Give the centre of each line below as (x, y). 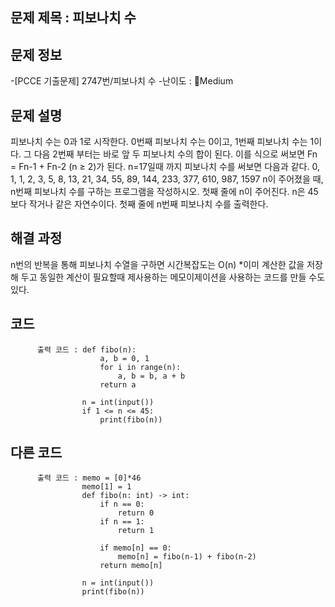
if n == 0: (122, 504)
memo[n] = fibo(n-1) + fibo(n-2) (187, 557)
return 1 (136, 531)
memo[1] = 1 (106, 487)
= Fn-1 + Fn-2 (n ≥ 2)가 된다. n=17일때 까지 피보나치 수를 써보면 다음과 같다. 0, (165, 167)
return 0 (136, 513)
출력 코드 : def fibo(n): (86, 349)
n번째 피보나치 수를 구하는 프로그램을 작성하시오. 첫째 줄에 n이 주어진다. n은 (158, 192)
